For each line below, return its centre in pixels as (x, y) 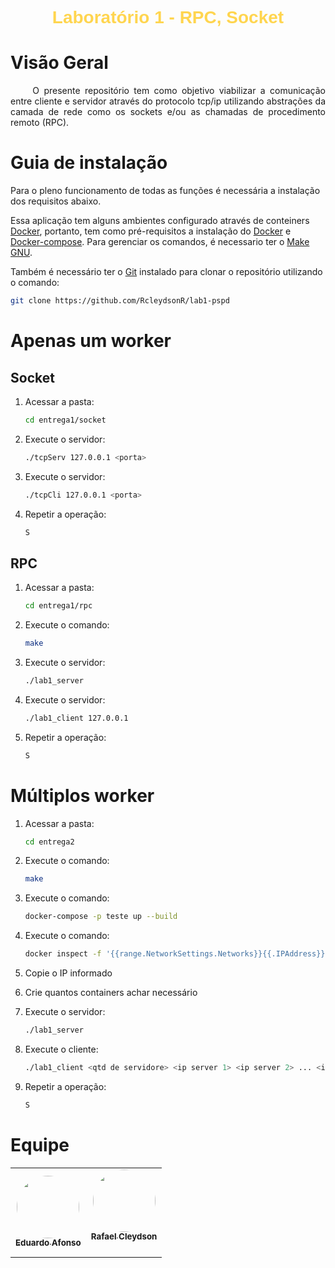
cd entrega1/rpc (58, 606)
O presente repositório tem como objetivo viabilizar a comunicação (179, 91)
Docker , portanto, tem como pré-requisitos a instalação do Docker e (151, 231)
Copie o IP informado (68, 973)
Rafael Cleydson (124, 1236)
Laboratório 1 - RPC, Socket (168, 17)
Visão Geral (59, 63)
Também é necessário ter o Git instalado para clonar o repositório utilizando (166, 272)
